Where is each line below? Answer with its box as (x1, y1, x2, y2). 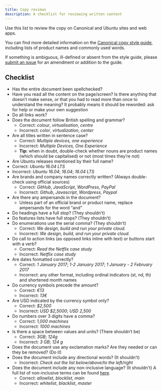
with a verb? (12, 241, 37, 247)
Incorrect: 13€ (19, 292, 47, 299)
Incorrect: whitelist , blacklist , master (19, 380, 92, 386)
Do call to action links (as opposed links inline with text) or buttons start (12, 236, 155, 242)
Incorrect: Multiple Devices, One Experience (19, 143, 107, 149)
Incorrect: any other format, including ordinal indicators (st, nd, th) (19, 272, 151, 278)
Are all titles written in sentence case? (12, 133, 88, 138)
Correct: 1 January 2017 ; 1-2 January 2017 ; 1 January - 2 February (19, 262, 153, 268)
